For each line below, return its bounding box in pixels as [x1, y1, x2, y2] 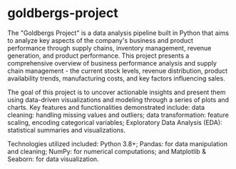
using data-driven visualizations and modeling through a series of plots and [7, 95, 230, 104]
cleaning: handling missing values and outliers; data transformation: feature [7, 111, 230, 119]
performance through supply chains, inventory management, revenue [7, 43, 212, 52]
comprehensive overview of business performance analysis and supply [7, 58, 217, 67]
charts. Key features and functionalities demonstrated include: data [7, 103, 205, 111]
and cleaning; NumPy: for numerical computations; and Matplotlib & [7, 147, 207, 155]
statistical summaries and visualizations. [7, 126, 126, 134]
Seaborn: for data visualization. [7, 155, 99, 163]
